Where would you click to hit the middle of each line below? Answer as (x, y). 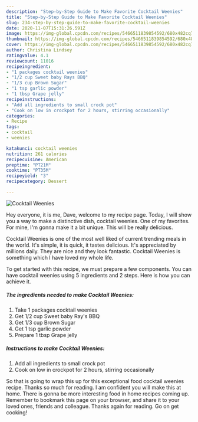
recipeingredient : (29, 66)
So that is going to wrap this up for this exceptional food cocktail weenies (95, 381)
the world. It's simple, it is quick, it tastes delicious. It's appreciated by (91, 245)
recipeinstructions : (32, 99)
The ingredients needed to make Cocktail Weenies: (70, 295)
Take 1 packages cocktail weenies (56, 310)
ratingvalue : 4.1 (27, 55)
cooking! (17, 412)
